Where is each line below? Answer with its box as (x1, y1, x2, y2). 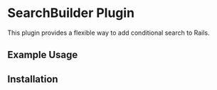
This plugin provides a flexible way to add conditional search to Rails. (7, 28, 210, 37)
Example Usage (7, 49, 78, 61)
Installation (7, 73, 58, 85)
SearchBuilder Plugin (7, 5, 135, 21)
